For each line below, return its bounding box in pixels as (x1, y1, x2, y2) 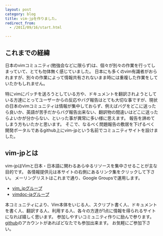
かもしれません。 (13, 81, 48, 86)
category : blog (5, 12, 36, 17)
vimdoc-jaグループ (12, 191, 50, 197)
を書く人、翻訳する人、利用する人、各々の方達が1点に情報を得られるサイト (5, 207, 156, 214)
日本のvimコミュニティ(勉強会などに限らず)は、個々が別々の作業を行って (5, 62, 151, 68)
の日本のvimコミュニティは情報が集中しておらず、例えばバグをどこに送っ (5, 103, 152, 109)
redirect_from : (5, 20, 36, 26)
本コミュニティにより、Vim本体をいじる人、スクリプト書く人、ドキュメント (5, 202, 157, 207)
